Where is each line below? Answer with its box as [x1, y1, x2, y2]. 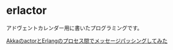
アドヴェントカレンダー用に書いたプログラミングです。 [6, 24, 143, 31]
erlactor [6, 4, 47, 17]
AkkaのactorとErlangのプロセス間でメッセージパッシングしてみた [6, 37, 168, 44]
